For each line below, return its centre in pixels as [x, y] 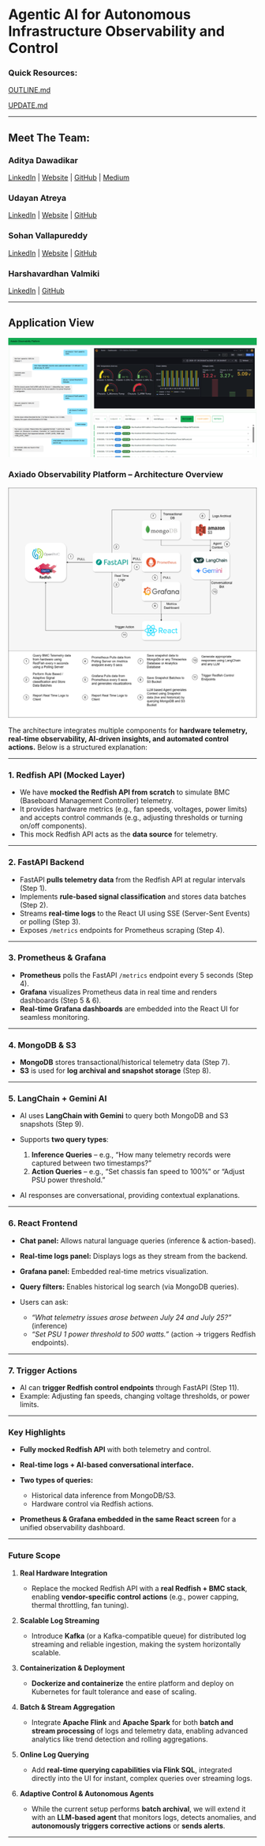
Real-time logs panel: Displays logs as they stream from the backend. [134, 1256]
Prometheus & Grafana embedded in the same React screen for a [128, 1519]
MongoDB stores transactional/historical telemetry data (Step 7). [125, 1063]
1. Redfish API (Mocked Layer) [67, 775]
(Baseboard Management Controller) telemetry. [96, 801]
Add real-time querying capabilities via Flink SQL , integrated [132, 1769]
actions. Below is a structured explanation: [78, 747]
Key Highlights [37, 1432]
